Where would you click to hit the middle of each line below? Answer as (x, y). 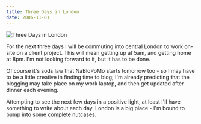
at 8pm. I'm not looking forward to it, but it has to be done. (78, 59)
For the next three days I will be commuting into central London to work (95, 46)
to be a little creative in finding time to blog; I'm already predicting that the (98, 77)
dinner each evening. (32, 90)
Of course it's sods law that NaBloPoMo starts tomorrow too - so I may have (101, 70)
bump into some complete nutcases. (51, 114)
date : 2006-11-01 (28, 17)
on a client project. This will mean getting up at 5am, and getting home (104, 52)
